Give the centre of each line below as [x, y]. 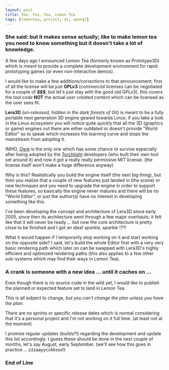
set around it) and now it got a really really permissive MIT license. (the [79, 160]
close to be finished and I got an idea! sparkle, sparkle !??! [66, 227]
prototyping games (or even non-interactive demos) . [61, 71]
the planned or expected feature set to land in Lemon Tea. [66, 288]
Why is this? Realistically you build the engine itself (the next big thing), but [83, 175]
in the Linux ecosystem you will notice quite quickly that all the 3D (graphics [84, 123]
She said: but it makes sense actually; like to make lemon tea [81, 37]
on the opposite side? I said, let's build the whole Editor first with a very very [84, 242]
